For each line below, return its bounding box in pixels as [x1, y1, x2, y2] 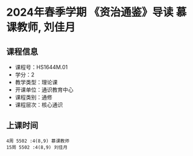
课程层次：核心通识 [14, 101, 63, 108]
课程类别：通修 [14, 94, 52, 101]
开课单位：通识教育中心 [14, 86, 74, 93]
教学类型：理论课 [14, 79, 58, 86]
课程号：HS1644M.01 [14, 64, 68, 70]
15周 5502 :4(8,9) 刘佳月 [6, 144, 68, 151]
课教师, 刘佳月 [6, 20, 76, 34]
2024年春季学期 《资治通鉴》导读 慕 [6, 5, 187, 19]
